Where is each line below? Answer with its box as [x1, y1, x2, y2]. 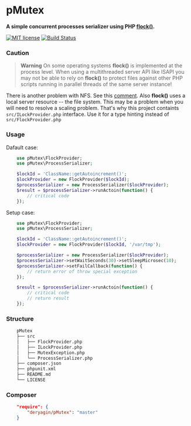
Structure [6, 314, 34, 322]
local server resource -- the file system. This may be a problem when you [6, 98, 183, 105]
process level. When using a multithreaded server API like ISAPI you [20, 68, 185, 75]
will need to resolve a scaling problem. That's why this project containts [6, 105, 179, 112]
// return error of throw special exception [27, 269, 138, 274]
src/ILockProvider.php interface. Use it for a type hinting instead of [6, 111, 169, 118]
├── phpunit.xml [16, 366, 57, 372]
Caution [6, 49, 29, 57]
